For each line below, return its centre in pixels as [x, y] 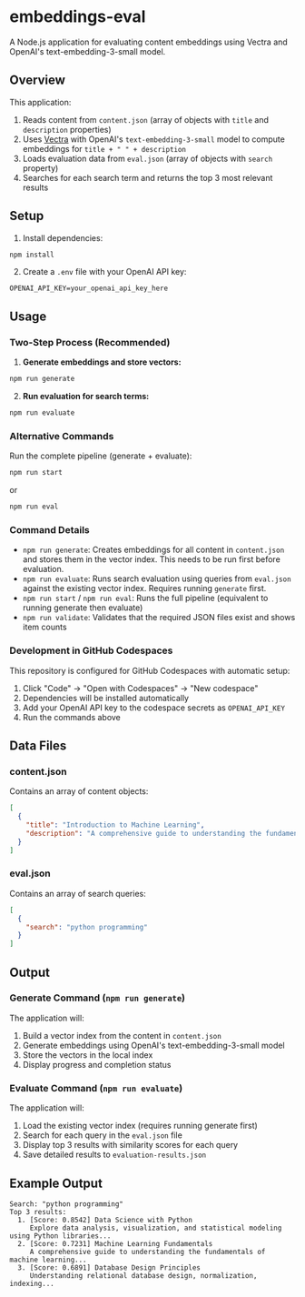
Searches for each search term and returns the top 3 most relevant [148, 177]
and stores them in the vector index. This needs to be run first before [152, 559]
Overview [38, 80]
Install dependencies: [63, 237]
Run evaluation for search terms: [86, 396]
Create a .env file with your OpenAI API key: [104, 272]
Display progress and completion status [97, 1064]
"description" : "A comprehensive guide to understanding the [143, 833]
